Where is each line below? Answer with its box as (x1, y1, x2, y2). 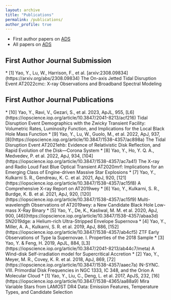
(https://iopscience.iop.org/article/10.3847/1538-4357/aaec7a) (5, 262, 138, 268)
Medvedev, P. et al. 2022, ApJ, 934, (5, 152, 81, 159)
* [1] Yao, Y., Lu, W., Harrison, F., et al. (5, 70, 86, 76)
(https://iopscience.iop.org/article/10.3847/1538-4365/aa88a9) (5, 278, 139, 284)
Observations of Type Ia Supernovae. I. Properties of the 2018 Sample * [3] (5, 234, 164, 241)
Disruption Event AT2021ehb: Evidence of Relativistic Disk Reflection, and (5, 142, 161, 148)
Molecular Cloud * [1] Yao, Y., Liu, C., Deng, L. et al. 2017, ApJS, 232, (5, 272, 150, 278)
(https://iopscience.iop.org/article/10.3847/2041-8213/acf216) (5, 114, 136, 121)
